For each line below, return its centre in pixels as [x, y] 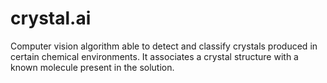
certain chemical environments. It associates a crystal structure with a [154, 56]
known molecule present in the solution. [92, 67]
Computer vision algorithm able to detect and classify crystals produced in [164, 46]
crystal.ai [51, 18]
